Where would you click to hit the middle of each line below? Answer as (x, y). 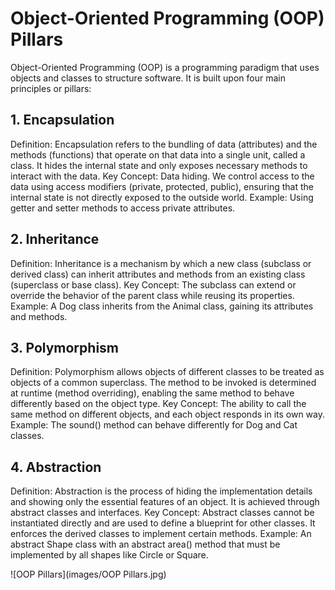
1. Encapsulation (62, 120)
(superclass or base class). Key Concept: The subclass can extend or (153, 284)
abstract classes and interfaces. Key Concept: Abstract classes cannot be (162, 513)
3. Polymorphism (64, 347)
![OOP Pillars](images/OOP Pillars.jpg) (88, 574)
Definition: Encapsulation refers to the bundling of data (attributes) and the (164, 144)
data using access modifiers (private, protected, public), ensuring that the (162, 186)
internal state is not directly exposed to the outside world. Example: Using (162, 197)
